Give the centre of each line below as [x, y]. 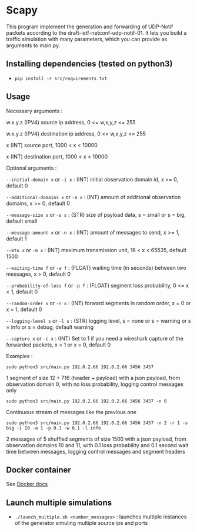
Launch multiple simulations [59, 502]
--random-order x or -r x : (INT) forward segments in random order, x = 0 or [98, 303]
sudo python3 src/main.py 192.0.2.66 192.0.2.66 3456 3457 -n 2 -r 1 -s [97, 423]
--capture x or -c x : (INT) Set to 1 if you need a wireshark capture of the [95, 338]
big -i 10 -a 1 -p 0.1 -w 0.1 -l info [54, 428]
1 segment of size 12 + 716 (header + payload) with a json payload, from [93, 378]
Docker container [39, 470]
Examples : [19, 356]
